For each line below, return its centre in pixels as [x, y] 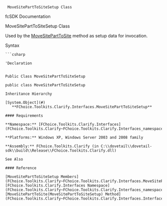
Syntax [12, 45]
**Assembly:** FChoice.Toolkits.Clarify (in [52, 146]
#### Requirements [24, 116]
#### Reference [21, 168]
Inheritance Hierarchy [29, 94]
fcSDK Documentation [28, 16]
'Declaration [19, 63]
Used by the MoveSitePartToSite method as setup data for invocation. [77, 36]
